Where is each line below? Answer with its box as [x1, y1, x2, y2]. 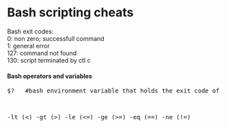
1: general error [7, 42, 50, 50]
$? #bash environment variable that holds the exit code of [7, 87, 220, 95]
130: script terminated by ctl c [7, 56, 91, 64]
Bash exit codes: [7, 27, 54, 35]
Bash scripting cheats [7, 5, 134, 20]
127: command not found [7, 49, 77, 57]
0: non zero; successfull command [7, 34, 104, 42]
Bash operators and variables [7, 71, 92, 80]
